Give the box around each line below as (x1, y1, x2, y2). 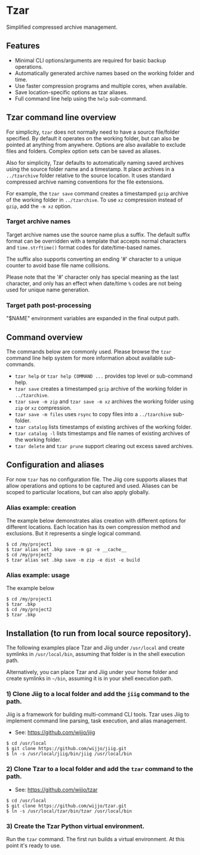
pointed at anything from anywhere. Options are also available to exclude (6, 141, 186, 148)
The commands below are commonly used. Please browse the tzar (6, 348, 172, 355)
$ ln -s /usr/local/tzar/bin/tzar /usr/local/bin (6, 808, 133, 814)
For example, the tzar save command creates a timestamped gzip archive (6, 189, 189, 197)
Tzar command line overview (6, 112, 116, 123)
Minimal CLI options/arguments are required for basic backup (14, 56, 166, 64)
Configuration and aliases (6, 460, 104, 470)
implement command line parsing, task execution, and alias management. (6, 717, 187, 724)
